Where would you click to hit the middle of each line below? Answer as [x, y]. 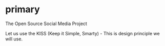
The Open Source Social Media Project [46, 24]
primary [23, 9]
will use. [14, 39]
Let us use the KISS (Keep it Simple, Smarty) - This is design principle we [82, 33]
